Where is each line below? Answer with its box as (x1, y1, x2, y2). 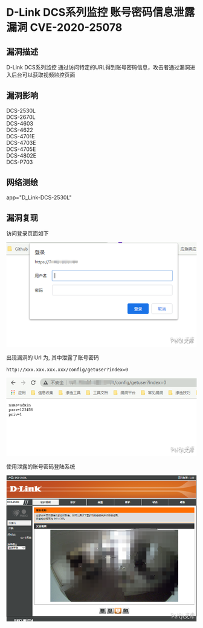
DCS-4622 (6, 126, 33, 133)
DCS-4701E (6, 132, 35, 139)
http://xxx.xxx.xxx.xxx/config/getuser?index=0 (6, 367, 129, 373)
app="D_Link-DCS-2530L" (6, 194, 72, 201)
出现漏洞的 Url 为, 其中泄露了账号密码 (6, 354, 100, 361)
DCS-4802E (6, 152, 37, 159)
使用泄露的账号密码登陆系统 (6, 463, 76, 470)
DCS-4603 (6, 120, 33, 127)
